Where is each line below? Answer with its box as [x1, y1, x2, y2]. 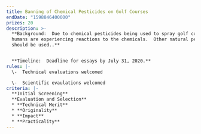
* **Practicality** [11, 119, 60, 124]
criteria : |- [6, 85, 39, 91]
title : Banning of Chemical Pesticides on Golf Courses [6, 8, 148, 15]
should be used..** [11, 42, 60, 48]
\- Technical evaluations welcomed [11, 69, 103, 75]
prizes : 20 [6, 20, 33, 26]
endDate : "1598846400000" [6, 14, 71, 20]
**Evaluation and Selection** [11, 96, 87, 102]
